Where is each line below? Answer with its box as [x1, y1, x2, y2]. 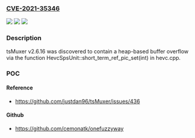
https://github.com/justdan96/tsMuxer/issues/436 [15, 97, 140, 105]
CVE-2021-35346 [6, 4, 60, 13]
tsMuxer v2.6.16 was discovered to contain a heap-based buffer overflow [6, 47, 189, 55]
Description [6, 34, 42, 42]
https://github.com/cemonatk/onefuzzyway [15, 125, 124, 132]
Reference [6, 84, 33, 91]
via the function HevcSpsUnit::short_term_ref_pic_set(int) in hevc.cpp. [6, 54, 181, 61]
